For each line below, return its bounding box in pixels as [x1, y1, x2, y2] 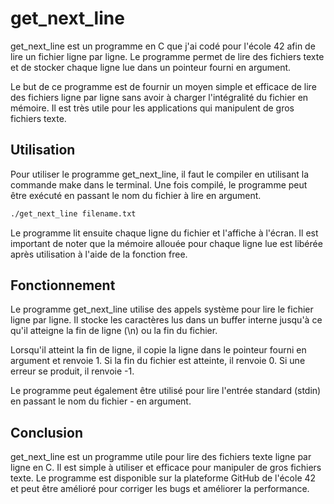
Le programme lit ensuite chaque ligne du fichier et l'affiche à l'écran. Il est [10, 227, 319, 239]
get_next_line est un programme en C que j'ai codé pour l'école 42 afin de [10, 40, 316, 52]
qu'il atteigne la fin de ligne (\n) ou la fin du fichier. [10, 325, 218, 337]
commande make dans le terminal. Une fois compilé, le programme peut [10, 178, 308, 191]
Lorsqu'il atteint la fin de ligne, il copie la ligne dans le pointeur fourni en [10, 344, 307, 356]
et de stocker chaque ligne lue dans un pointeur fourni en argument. [10, 61, 292, 73]
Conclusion [10, 424, 84, 441]
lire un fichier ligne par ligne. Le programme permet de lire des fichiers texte [10, 50, 325, 62]
